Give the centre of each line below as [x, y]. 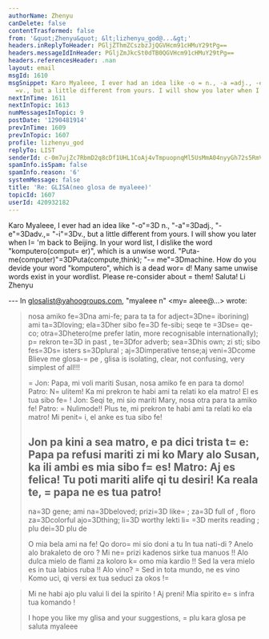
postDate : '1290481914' [48, 120]
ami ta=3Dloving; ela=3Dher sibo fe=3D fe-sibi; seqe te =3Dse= [134, 324]
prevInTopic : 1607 [39, 135]
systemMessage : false [44, 180]
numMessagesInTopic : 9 [46, 113]
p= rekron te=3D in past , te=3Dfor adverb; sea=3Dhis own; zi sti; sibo [144, 341]
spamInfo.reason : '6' [44, 173]
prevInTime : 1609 [37, 128]
